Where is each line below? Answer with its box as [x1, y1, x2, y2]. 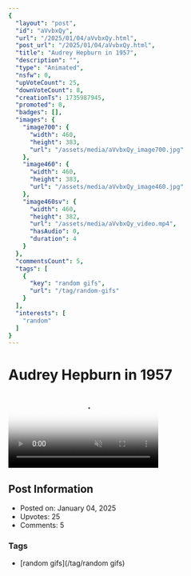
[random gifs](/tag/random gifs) [19, 558, 125, 568]
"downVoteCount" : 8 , [15, 86, 84, 94]
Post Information [8, 482, 94, 496]
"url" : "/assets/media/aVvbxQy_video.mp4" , [29, 220, 177, 228]
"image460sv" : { [22, 198, 78, 206]
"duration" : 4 [29, 235, 78, 243]
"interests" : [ [15, 309, 66, 317]
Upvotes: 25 [19, 512, 61, 521]
